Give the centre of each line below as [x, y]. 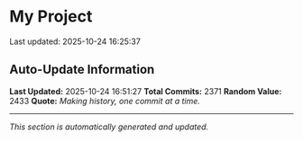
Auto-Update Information [82, 70]
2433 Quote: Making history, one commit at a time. [105, 101]
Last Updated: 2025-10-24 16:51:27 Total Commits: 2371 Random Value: [146, 91]
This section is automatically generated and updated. [109, 127]
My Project [51, 17]
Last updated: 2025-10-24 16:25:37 [75, 41]
